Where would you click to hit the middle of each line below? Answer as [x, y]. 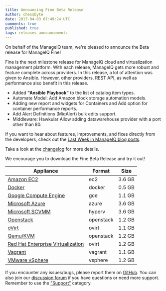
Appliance [46, 171]
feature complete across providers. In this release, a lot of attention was [79, 72]
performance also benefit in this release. [47, 83]
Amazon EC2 [23, 179]
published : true [22, 28]
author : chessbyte [24, 14]
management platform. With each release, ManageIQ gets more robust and [82, 67]
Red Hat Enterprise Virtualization [46, 244]
